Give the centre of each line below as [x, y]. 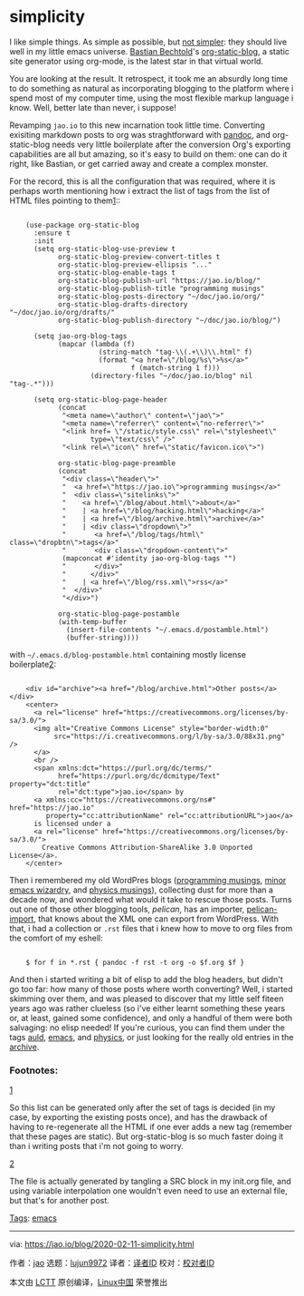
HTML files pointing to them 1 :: [65, 200]
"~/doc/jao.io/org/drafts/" [62, 312]
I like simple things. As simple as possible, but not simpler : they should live [148, 42]
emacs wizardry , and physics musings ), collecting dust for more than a [142, 890]
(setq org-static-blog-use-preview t [104, 248]
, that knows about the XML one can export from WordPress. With [156, 919]
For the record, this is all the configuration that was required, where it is [142, 181]
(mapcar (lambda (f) [96, 344]
